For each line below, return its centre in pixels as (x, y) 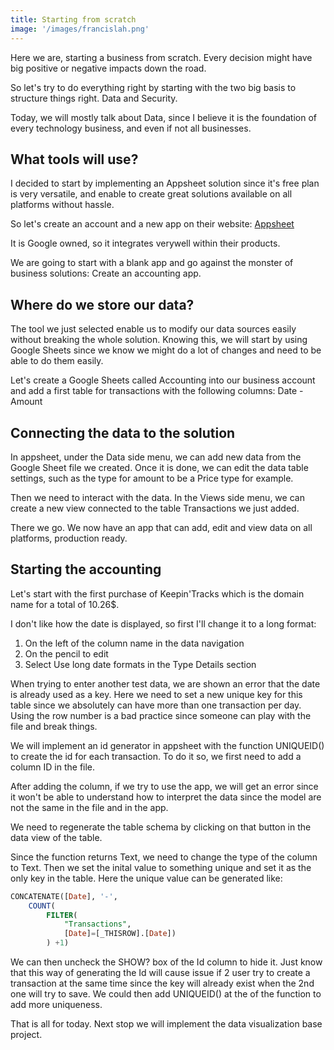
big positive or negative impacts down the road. (108, 68)
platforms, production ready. (69, 538)
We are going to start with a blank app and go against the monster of (152, 263)
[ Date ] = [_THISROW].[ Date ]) (120, 934)
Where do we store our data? (102, 304)
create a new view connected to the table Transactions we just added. (155, 508)
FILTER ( (62, 915)
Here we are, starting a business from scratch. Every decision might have (161, 57)
